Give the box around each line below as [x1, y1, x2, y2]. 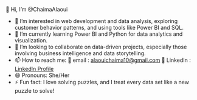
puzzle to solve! [14, 87, 55, 94]
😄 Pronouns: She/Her [14, 72, 70, 79]
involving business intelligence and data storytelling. [14, 50, 147, 57]
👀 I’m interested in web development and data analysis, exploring [14, 18, 178, 24]
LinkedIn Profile [14, 65, 54, 72]
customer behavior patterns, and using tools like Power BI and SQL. [14, 24, 184, 31]
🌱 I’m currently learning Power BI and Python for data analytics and [14, 30, 183, 38]
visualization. [14, 37, 48, 44]
